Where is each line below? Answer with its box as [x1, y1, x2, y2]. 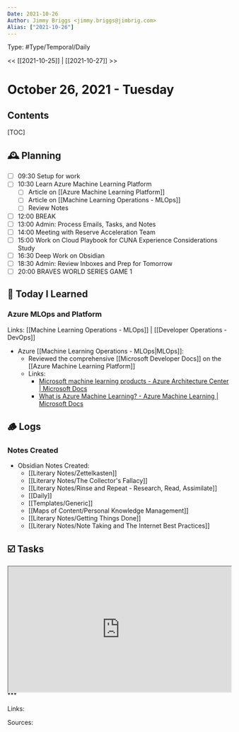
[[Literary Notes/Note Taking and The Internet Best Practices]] [28, 521, 210, 530]
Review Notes [28, 204, 69, 212]
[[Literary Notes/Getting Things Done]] [28, 514, 141, 523]
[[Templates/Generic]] [28, 499, 93, 508]
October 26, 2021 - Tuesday [7, 81, 175, 98]
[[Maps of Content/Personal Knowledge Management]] [28, 506, 189, 515]
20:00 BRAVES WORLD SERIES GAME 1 [17, 267, 133, 276]
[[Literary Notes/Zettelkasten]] [28, 469, 117, 477]
